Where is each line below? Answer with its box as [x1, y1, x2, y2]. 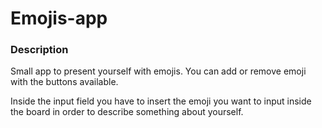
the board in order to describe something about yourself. [10, 106, 244, 118]
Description [10, 43, 69, 57]
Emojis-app [10, 7, 108, 30]
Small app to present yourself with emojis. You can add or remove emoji [10, 65, 307, 77]
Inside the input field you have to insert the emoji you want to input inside [10, 95, 312, 107]
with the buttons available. [10, 76, 119, 88]
